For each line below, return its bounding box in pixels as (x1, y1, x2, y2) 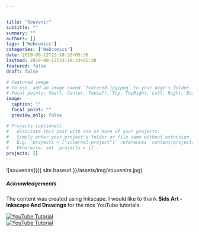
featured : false (6, 63, 46, 69)
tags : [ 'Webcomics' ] (6, 41, 57, 47)
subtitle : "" (6, 24, 38, 30)
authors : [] (6, 36, 36, 41)
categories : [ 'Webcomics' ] (6, 47, 73, 53)
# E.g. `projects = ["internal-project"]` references (6, 140, 147, 146)
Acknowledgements (6, 180, 57, 187)
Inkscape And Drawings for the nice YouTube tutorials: (6, 201, 141, 208)
